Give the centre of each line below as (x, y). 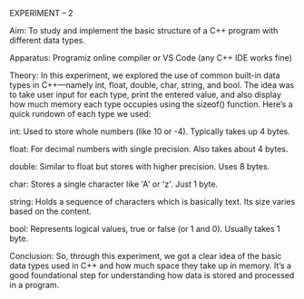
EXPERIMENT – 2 (42, 13)
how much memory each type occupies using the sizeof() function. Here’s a (151, 104)
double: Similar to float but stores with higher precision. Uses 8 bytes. (140, 166)
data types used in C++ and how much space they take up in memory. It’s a (151, 265)
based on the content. (51, 211)
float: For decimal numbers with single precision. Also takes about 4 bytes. (149, 149)
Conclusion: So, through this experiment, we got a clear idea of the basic (146, 256)
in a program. (34, 285)
